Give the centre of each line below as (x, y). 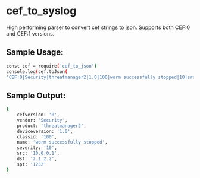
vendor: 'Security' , (42, 120)
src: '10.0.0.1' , (38, 153)
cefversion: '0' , (38, 115)
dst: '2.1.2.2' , (37, 159)
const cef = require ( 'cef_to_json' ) (51, 66)
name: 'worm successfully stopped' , (62, 142)
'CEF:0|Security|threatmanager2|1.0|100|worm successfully (81, 77)
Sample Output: (36, 95)
